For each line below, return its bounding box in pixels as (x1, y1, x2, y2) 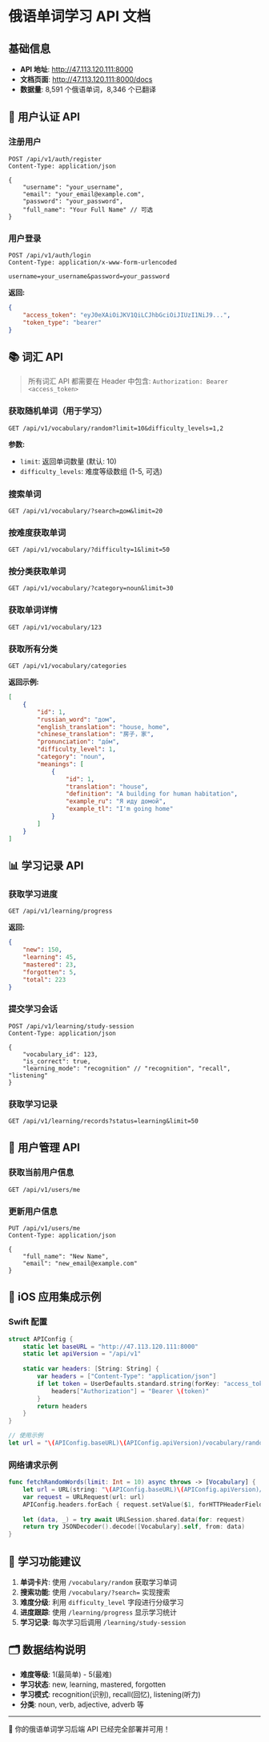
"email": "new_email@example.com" (22, 1259, 138, 1267)
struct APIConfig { (8, 1335, 74, 1343)
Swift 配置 (8, 1316, 48, 1327)
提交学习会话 (8, 1003, 58, 1015)
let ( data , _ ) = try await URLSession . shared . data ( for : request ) (22, 1515, 246, 1524)
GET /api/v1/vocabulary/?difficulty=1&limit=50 (8, 546, 171, 554)
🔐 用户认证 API (8, 110, 80, 124)
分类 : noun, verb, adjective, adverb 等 (19, 1699, 144, 1709)
